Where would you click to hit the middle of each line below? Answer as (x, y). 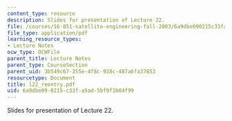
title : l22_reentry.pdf (41, 84)
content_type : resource (41, 13)
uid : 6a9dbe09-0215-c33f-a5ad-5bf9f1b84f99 (71, 91)
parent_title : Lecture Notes (49, 59)
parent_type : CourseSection (48, 65)
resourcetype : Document (41, 78)
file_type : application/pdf (48, 33)
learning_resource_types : (44, 39)
